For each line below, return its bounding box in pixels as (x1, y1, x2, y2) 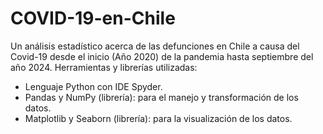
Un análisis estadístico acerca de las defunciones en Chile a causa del (10, 40, 300, 52)
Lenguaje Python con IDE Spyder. (24, 80, 163, 92)
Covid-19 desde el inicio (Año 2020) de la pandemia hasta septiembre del (10, 50, 314, 62)
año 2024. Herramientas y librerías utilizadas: (10, 61, 198, 73)
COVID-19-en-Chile (10, 7, 176, 30)
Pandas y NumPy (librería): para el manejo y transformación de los (24, 91, 299, 103)
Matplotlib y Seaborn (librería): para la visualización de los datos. (24, 112, 293, 124)
